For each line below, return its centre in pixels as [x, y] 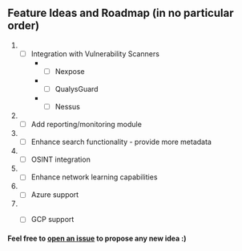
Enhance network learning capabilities [94, 177]
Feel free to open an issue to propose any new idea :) [97, 239]
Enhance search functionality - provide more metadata [121, 142]
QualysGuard [77, 88]
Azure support [55, 195]
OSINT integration [61, 159]
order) [24, 26]
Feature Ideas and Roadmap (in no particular [121, 13]
